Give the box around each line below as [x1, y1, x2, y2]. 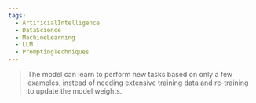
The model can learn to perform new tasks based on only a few [27, 70, 233, 79]
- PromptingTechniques [15, 48, 90, 56]
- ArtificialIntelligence [15, 19, 101, 27]
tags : [8, 11, 26, 20]
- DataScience [15, 26, 61, 34]
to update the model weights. [27, 86, 123, 95]
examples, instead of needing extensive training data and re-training [27, 78, 249, 87]
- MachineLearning [15, 33, 76, 42]
